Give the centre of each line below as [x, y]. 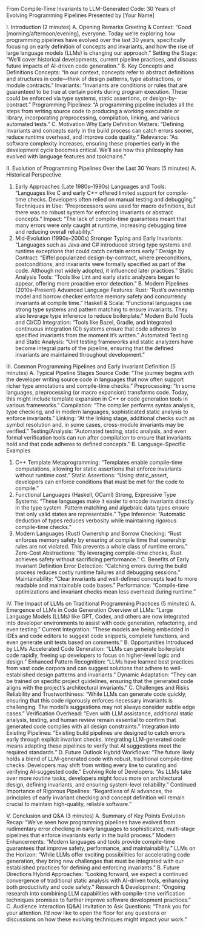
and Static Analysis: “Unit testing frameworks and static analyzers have [104, 342]
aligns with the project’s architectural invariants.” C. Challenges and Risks [98, 688]
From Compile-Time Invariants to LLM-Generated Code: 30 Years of [91, 9]
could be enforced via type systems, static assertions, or [77, 98]
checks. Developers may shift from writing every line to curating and [92, 765]
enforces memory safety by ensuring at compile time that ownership [100, 540]
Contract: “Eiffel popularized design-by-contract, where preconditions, [103, 258]
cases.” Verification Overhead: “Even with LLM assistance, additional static [100, 713]
